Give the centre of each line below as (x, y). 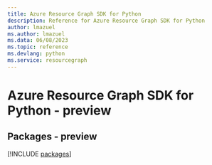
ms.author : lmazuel (36, 34)
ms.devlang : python (36, 54)
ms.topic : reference (38, 47)
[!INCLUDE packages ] (39, 154)
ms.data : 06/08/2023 (38, 41)
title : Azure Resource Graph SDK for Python (74, 14)
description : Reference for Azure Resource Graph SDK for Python (106, 21)
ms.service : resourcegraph (47, 60)
